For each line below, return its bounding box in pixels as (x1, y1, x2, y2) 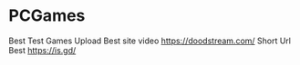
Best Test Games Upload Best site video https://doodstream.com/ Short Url (8, 35, 291, 46)
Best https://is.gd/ (8, 44, 77, 55)
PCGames (8, 5, 86, 26)
